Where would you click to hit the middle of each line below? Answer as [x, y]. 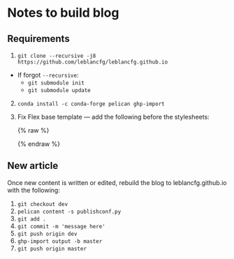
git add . [32, 219]
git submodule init [56, 83]
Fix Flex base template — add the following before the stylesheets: [113, 117]
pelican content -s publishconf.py [69, 212]
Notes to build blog [63, 13]
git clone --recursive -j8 [57, 56]
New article [33, 166]
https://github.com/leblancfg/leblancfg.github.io [93, 62]
